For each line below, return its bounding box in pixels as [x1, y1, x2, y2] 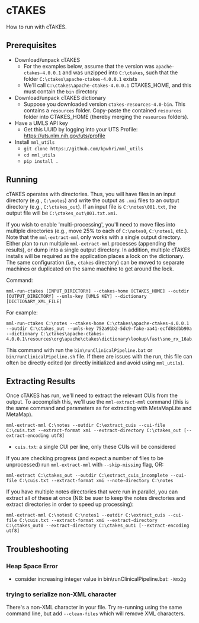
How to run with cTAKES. [6, 23, 67, 30]
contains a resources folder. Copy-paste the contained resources [23, 106, 182, 114]
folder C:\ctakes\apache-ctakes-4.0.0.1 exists [23, 75, 138, 82]
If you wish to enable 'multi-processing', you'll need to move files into [6, 221, 176, 228]
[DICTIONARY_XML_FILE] [6, 298, 62, 304]
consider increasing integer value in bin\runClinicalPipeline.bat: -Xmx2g [14, 575, 187, 583]
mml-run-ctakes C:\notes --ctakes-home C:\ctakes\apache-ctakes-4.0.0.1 [6, 320, 190, 326]
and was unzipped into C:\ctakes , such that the [62, 69, 178, 76]
